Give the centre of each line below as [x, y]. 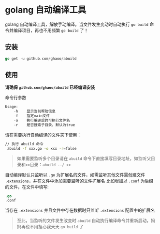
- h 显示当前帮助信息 [35, 111]
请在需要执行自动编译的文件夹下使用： [43, 135]
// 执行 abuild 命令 [24, 144]
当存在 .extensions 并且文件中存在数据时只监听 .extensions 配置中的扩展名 [80, 210]
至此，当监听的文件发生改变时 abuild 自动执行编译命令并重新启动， [84, 220]
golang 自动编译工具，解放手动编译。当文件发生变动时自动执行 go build [77, 24]
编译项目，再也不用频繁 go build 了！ [51, 30]
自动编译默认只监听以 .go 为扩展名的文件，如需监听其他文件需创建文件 [75, 174]
